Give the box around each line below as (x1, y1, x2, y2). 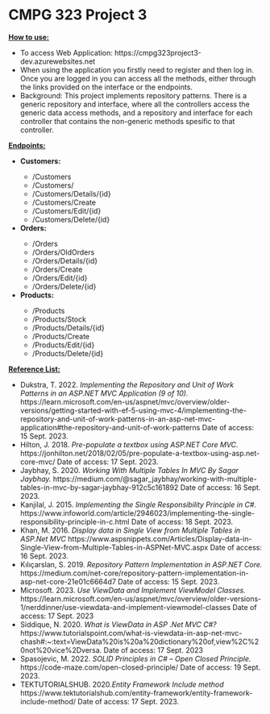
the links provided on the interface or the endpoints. (19, 82, 193, 92)
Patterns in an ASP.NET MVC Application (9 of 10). (19, 388, 189, 398)
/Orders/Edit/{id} (31, 272, 88, 283)
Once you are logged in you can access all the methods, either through (19, 73, 256, 83)
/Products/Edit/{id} (31, 340, 95, 350)
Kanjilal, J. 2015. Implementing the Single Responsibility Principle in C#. (19, 500, 256, 509)
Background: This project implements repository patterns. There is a (19, 90, 247, 100)
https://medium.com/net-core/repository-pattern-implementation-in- (19, 568, 249, 578)
